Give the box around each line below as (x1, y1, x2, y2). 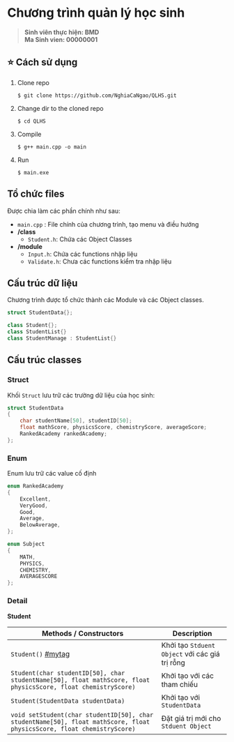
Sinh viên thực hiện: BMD (24, 28, 100, 36)
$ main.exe (17, 169, 49, 176)
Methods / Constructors (41, 628, 124, 638)
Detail (7, 596, 28, 606)
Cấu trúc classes (7, 354, 82, 366)
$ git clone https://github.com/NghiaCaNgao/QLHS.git (17, 92, 177, 99)
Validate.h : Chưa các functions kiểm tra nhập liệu (27, 257, 172, 266)
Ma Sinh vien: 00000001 (24, 35, 98, 43)
